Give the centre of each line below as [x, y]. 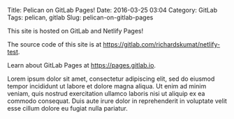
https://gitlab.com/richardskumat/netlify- [162, 44]
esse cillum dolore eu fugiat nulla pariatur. [67, 108]
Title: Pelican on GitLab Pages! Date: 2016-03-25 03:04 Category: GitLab [112, 10]
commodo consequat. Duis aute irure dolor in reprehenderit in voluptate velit [117, 101]
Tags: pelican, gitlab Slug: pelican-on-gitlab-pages [80, 17]
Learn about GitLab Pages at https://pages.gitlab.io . [81, 65]
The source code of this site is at [54, 44]
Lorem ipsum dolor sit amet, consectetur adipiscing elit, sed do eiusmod [111, 79]
